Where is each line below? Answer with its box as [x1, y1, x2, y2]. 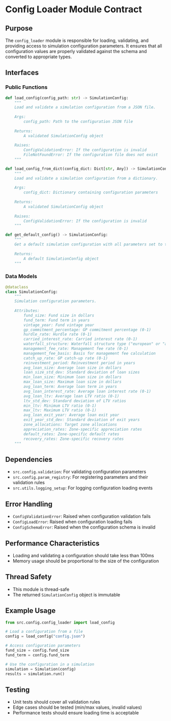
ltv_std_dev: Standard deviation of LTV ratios [23, 398, 126, 404]
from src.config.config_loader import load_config [5, 620, 115, 625]
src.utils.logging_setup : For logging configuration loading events [12, 485, 153, 491]
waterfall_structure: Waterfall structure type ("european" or [23, 341, 160, 346]
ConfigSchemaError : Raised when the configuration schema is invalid [12, 524, 156, 530]
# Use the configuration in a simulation [5, 662, 95, 667]
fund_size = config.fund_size [5, 648, 70, 653]
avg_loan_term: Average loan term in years [23, 384, 117, 389]
